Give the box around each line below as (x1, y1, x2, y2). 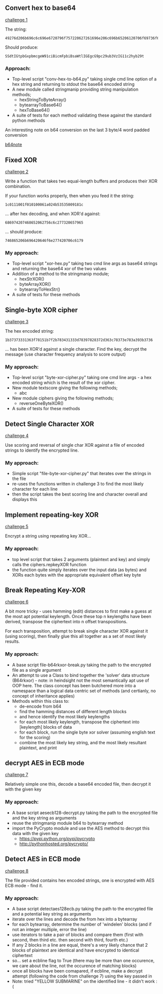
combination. (5, 183, 32, 189)
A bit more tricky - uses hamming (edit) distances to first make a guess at (5, 608, 152, 614)
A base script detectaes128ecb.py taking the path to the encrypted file (12, 906, 153, 912)
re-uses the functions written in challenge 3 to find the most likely (12, 481, 144, 487)
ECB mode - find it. (5, 882, 43, 888)
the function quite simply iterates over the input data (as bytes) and (12, 567, 147, 573)
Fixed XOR (5, 156, 37, 164)
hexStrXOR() (19, 276, 45, 282)
